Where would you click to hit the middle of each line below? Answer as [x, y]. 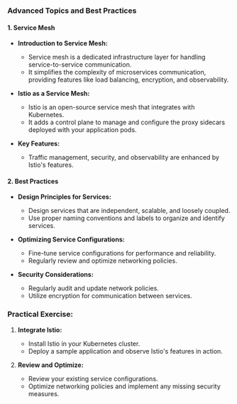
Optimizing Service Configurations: [71, 239]
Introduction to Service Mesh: [62, 43]
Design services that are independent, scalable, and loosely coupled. [129, 211]
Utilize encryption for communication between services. [110, 296]
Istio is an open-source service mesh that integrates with [111, 107]
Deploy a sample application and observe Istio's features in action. [126, 351]
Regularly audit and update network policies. [94, 288]
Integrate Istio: [40, 329]
